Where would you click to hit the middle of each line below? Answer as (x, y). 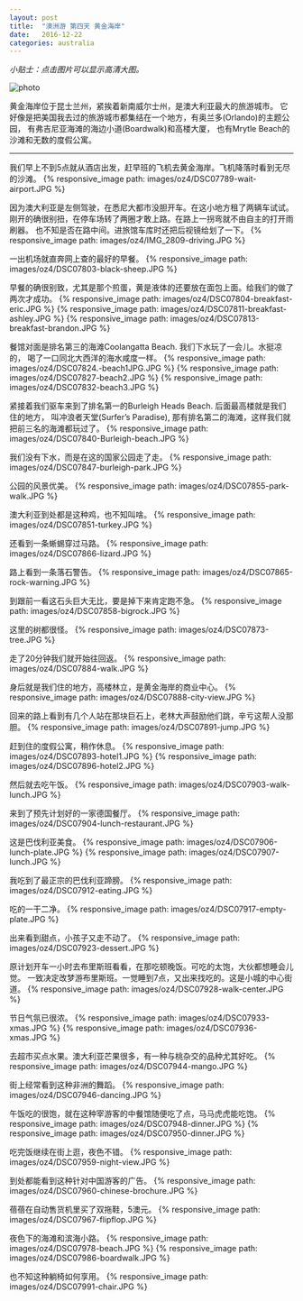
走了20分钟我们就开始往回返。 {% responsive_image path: (118, 658)
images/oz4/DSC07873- (224, 630)
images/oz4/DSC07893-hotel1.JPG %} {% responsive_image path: (133, 756)
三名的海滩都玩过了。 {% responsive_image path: (117, 428)
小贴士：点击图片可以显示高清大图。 (77, 69)
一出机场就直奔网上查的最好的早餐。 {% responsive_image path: (129, 259)
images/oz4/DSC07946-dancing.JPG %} (86, 1095)
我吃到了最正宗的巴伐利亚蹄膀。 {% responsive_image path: (121, 881)
